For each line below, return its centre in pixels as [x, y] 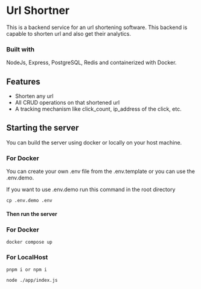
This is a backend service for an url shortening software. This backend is [97, 27]
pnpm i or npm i [27, 270]
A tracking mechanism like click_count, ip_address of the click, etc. [98, 109]
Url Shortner [38, 11]
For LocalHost [27, 257]
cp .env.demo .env [29, 201]
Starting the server [43, 128]
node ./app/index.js [32, 281]
